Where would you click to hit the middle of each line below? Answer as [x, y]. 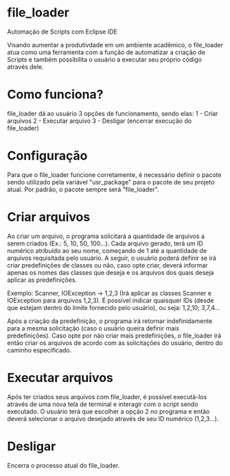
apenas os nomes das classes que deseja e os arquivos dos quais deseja [111, 272]
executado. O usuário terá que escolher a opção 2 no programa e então [108, 411]
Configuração [47, 156]
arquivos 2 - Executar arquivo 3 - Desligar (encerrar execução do [100, 121]
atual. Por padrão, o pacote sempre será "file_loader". [83, 189]
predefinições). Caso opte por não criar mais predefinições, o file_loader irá [114, 335]
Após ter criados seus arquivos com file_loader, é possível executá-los [107, 396]
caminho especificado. [39, 350]
